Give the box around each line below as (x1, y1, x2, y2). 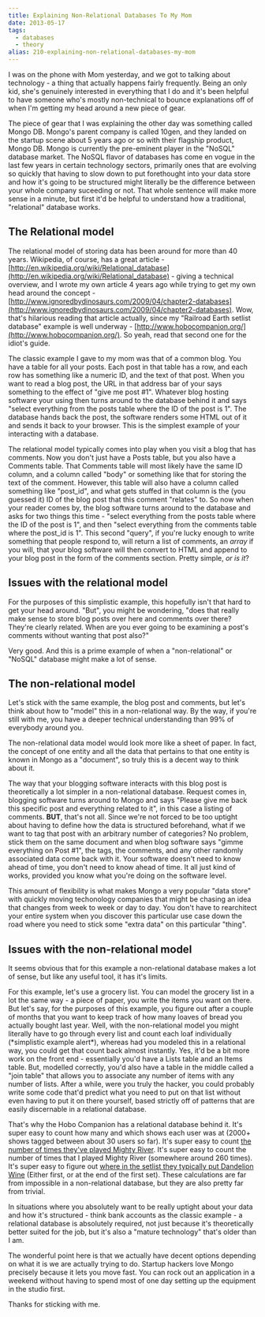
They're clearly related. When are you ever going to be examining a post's (8, 622, 249, 632)
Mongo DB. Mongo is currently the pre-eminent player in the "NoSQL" (8, 144, 235, 153)
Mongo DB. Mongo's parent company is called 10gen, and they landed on (8, 127, 247, 136)
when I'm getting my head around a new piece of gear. (8, 103, 186, 113)
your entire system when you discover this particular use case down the (8, 912, 243, 921)
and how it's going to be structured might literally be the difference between (8, 177, 256, 186)
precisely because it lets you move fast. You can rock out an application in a (8, 1267, 256, 1278)
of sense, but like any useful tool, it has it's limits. (8, 972, 168, 982)
